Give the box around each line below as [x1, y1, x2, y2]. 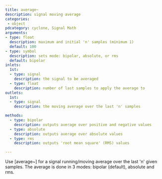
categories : [5, 16, 30, 21]
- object [7, 21, 26, 26]
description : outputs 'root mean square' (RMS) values [14, 141, 130, 146]
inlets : [5, 62, 21, 67]
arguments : [5, 30, 28, 35]
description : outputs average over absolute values [14, 131, 123, 136]
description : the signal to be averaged [14, 76, 99, 81]
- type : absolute [9, 127, 46, 132]
